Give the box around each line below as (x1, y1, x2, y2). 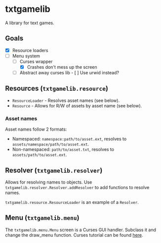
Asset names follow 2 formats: (5, 126, 67, 132)
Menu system (12, 53, 40, 59)
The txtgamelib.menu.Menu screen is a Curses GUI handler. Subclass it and (5, 227, 157, 233)
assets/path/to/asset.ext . (12, 152, 67, 158)
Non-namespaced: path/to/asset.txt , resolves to (12, 146, 115, 152)
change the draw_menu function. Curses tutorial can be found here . (5, 232, 143, 238)
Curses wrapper (19, 58, 53, 64)
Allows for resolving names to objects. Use (5, 179, 92, 185)
